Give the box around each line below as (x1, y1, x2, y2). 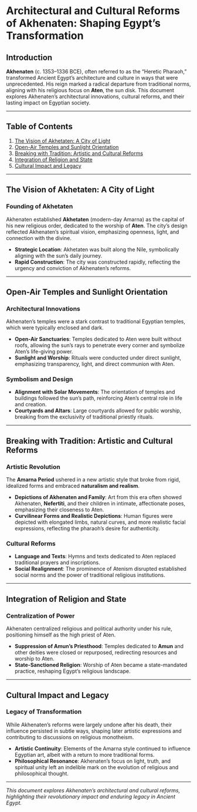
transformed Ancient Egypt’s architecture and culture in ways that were (6, 75, 178, 81)
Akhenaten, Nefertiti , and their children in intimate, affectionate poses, (14, 500, 186, 507)
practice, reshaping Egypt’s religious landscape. (14, 668, 131, 675)
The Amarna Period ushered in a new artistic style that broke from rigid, (6, 476, 181, 483)
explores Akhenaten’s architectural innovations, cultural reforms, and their (6, 93, 185, 100)
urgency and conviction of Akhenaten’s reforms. (14, 264, 131, 271)
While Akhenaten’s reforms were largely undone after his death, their (6, 721, 172, 728)
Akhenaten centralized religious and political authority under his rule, (6, 625, 172, 632)
